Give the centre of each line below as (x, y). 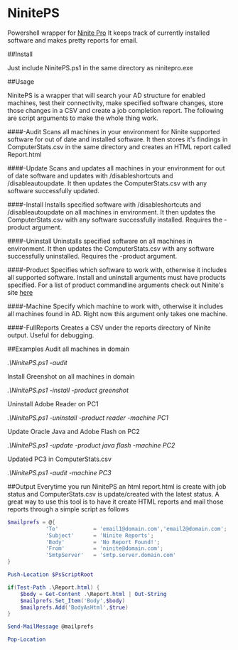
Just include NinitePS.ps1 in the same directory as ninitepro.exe (100, 67)
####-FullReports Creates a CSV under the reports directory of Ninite (109, 327)
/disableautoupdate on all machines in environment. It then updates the (112, 212)
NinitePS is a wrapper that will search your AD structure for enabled (107, 95)
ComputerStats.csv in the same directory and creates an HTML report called (119, 146)
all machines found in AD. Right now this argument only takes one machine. (118, 313)
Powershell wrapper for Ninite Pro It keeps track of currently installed (109, 33)
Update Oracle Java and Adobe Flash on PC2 (74, 431)
